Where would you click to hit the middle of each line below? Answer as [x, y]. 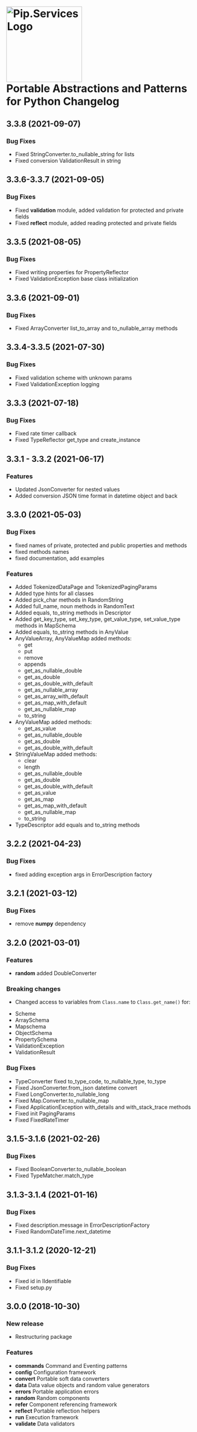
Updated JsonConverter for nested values [67, 489]
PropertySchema [36, 1040]
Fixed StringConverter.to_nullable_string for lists [75, 154]
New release [25, 1324]
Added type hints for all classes [54, 593]
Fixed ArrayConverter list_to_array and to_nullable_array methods [96, 328]
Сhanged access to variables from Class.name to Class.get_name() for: [103, 1002]
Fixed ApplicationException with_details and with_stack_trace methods [103, 1107]
